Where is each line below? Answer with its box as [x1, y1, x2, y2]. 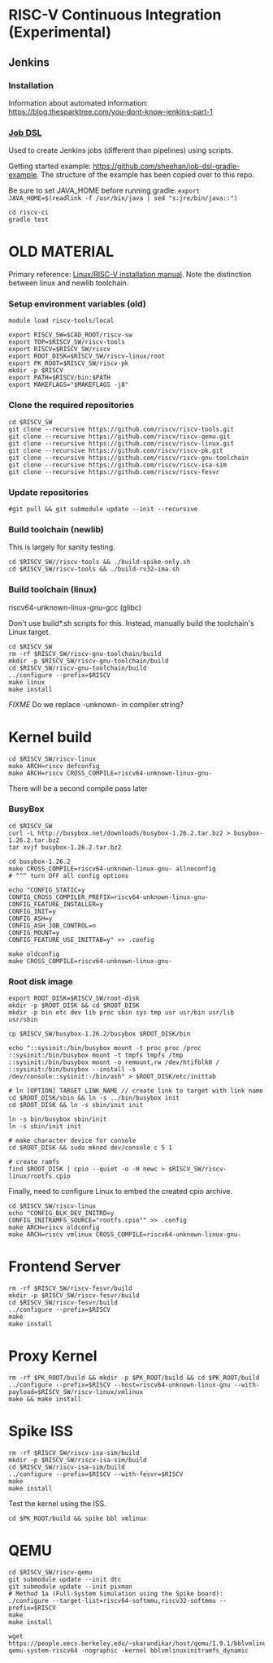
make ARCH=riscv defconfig [8, 762, 100, 770]
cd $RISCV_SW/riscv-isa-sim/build [8, 1463, 126, 1471]
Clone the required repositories [8, 400, 135, 411]
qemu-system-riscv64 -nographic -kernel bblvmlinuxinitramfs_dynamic [8, 1646, 249, 1655]
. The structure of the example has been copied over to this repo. [36, 170, 255, 180]
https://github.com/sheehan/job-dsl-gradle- [93, 161, 240, 172]
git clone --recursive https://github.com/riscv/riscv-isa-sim [8, 461, 227, 469]
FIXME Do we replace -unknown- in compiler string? [8, 699, 184, 709]
